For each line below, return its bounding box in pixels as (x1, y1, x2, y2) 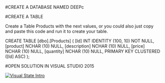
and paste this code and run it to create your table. (5, 28, 108, 34)
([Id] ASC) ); (5, 54, 30, 59)
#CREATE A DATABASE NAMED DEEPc (5, 4, 84, 10)
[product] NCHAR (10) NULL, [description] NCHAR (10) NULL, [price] (5, 43, 145, 49)
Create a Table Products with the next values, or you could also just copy (5, 23, 154, 29)
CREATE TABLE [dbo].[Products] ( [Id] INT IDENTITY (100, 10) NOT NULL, (5, 38, 155, 44)
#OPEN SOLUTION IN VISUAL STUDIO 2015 (5, 63, 94, 69)
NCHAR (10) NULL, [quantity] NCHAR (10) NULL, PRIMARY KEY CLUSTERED (5, 49, 161, 54)
